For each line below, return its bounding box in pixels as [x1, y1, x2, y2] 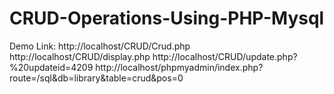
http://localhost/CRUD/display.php [9, 50, 151, 62]
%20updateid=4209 [9, 61, 94, 73]
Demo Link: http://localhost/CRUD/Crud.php [9, 40, 191, 52]
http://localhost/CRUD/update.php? [152, 50, 298, 62]
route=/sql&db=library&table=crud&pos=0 [9, 72, 184, 84]
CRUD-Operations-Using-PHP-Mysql [9, 7, 325, 30]
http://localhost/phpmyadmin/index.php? [95, 61, 264, 73]
